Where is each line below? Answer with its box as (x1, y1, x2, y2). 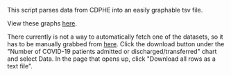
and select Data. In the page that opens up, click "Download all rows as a (7, 55, 216, 63)
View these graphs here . (7, 19, 78, 27)
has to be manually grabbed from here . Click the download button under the (7, 40, 225, 48)
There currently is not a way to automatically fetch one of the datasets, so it (7, 32, 223, 41)
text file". (7, 62, 33, 70)
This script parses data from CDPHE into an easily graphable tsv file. (7, 6, 203, 14)
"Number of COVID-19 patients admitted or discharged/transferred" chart (7, 48, 217, 55)
